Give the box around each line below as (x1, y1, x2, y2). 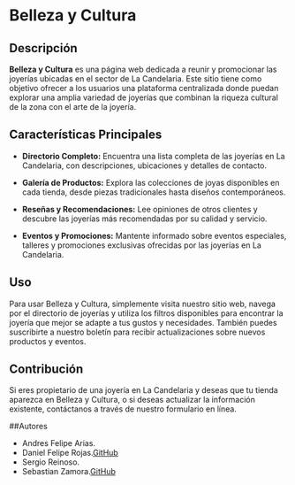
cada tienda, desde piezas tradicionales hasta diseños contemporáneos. (21, 187, 286, 197)
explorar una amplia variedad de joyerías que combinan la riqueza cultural (9, 92, 278, 103)
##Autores (9, 421, 49, 432)
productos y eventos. (9, 335, 87, 346)
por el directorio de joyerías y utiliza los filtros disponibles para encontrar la (9, 307, 284, 319)
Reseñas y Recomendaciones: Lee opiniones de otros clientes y (21, 204, 258, 214)
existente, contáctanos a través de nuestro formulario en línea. (9, 404, 237, 414)
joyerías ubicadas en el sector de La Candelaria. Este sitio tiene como (9, 73, 262, 84)
